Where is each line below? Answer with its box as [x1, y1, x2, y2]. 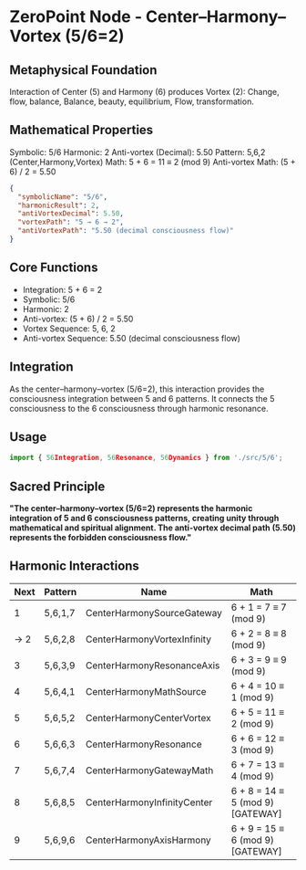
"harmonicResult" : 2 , [17, 201, 100, 210]
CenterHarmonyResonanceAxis [85, 659, 220, 672]
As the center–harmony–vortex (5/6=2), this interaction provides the [9, 383, 265, 394]
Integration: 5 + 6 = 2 [22, 284, 103, 295]
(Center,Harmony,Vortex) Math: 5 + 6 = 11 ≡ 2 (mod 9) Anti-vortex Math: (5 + [9, 156, 296, 167]
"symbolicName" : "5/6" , [17, 192, 107, 202]
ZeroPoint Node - [9, 6, 143, 27]
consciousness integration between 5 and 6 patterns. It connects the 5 [9, 393, 275, 404]
